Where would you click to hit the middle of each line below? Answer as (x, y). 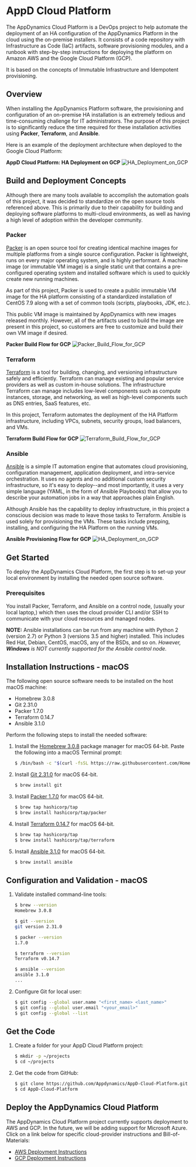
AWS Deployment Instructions (51, 1152)
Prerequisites (25, 593)
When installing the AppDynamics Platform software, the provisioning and (95, 108)
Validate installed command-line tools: (61, 894)
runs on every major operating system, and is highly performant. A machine (97, 260)
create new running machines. (43, 279)
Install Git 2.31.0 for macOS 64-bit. (56, 774)
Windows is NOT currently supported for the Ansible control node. (86, 648)
